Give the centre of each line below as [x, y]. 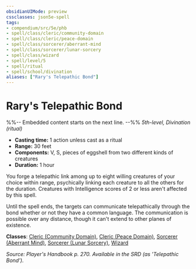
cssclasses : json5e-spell [38, 17]
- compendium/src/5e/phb [36, 28]
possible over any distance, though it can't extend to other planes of [89, 219]
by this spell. [21, 195]
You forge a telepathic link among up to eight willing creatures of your [91, 176]
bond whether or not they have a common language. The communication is [97, 213]
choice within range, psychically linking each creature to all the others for [95, 183]
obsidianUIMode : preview [36, 11]
